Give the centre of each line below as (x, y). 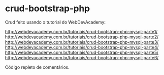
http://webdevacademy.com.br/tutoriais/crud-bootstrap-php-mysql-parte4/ (82, 47)
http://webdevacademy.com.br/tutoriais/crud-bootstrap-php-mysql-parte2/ (82, 37)
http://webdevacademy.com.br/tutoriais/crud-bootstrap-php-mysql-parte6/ (82, 57)
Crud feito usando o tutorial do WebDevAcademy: (55, 22)
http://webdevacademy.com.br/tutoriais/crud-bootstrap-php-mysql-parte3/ (82, 42)
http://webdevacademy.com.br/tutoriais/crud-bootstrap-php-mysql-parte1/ (81, 31)
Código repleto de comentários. (37, 67)
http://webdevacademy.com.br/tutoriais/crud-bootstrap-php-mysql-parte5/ (82, 52)
